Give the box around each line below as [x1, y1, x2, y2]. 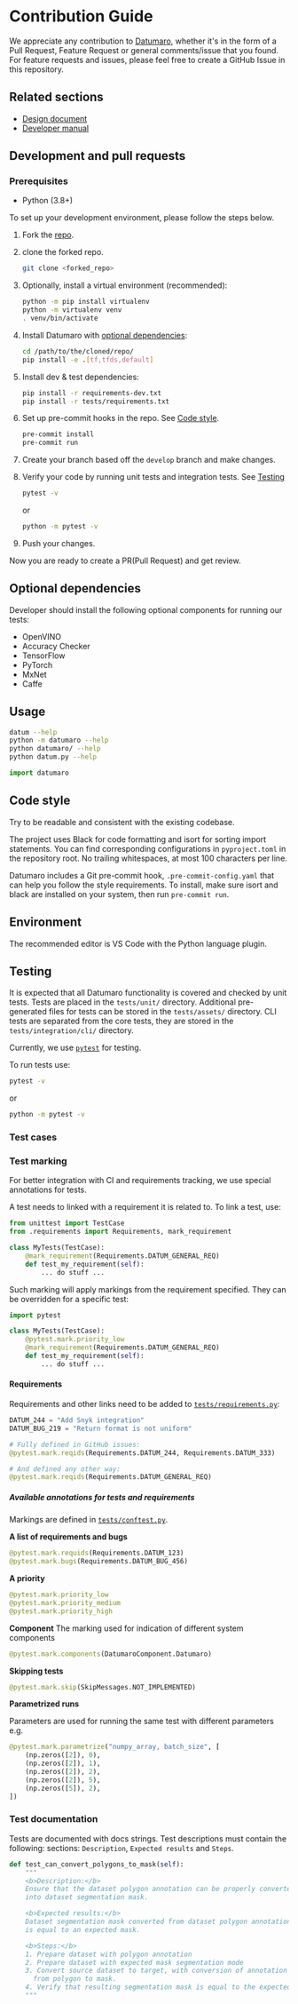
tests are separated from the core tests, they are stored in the [9, 1015, 234, 1027]
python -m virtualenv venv [21, 306, 122, 314]
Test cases [9, 1131, 58, 1143]
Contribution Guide [9, 6, 153, 27]
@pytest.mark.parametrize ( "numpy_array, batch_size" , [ [9, 1743, 220, 1752]
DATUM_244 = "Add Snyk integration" [9, 1416, 145, 1425]
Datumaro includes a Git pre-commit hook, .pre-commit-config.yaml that [9, 870, 275, 880]
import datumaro [9, 768, 69, 778]
